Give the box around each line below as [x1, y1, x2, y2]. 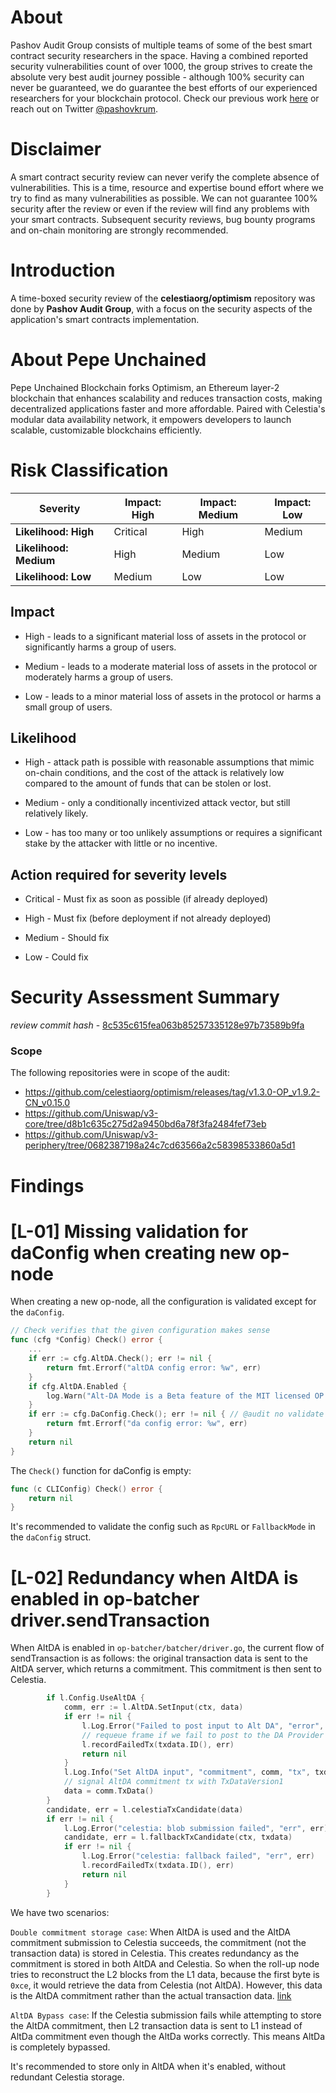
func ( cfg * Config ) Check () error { [10, 1335, 163, 1345]
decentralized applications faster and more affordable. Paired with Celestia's [10, 402, 326, 415]
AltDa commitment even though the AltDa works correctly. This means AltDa [10, 2030, 326, 2042]
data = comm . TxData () [63, 1786, 155, 1796]
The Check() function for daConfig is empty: [10, 1464, 192, 1476]
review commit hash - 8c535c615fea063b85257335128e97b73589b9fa [10, 1019, 305, 1031]
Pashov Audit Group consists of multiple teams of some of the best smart [10, 39, 313, 51]
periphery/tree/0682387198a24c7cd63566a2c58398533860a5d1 [24, 1139, 296, 1151]
